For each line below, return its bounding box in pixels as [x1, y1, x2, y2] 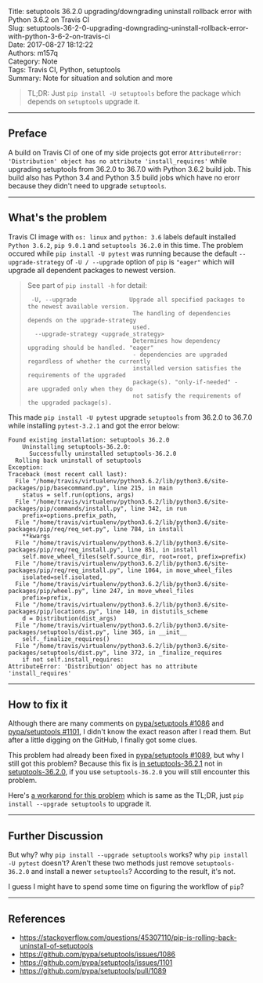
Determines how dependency [132, 337, 221, 344]
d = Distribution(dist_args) [22, 614, 117, 622]
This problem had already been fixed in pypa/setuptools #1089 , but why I [8, 751, 244, 760]
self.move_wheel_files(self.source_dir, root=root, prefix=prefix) [22, 552, 247, 560]
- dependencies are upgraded [132, 351, 228, 359]
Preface [8, 127, 48, 140]
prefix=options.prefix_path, [22, 512, 117, 519]
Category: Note [8, 56, 58, 66]
